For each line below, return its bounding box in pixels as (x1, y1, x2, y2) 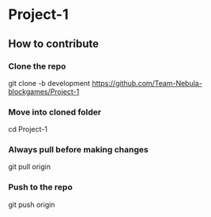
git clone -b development (8, 78, 91, 88)
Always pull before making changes (8, 144, 149, 155)
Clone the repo (8, 61, 66, 72)
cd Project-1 (8, 125, 47, 134)
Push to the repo (8, 181, 73, 193)
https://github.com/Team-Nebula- (92, 78, 203, 88)
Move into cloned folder (8, 107, 102, 118)
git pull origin (8, 162, 51, 171)
